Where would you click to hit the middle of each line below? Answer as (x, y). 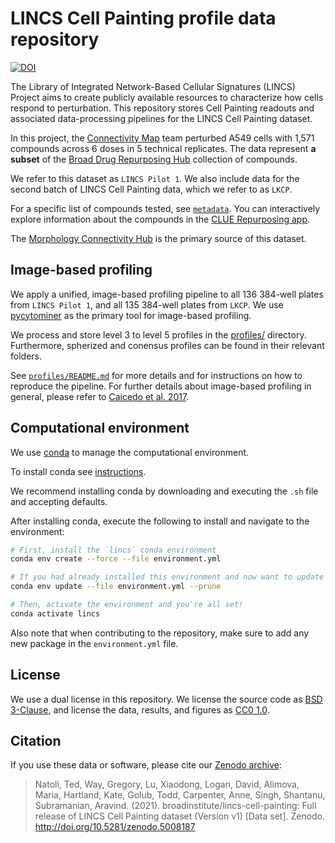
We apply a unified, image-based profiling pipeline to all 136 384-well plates (167, 294)
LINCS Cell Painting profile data (143, 18)
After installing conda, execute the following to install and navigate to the (160, 521)
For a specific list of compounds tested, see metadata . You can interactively (165, 208)
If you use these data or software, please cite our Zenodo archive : (146, 765)
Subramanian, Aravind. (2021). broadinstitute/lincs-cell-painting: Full (175, 806)
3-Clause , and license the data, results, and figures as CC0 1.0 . (140, 709)
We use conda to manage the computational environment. (130, 452)
